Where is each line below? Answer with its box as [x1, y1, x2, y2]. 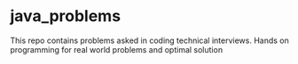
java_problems [10, 6, 122, 26]
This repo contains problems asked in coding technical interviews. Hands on [10, 35, 289, 46]
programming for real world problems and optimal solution [10, 44, 223, 54]
